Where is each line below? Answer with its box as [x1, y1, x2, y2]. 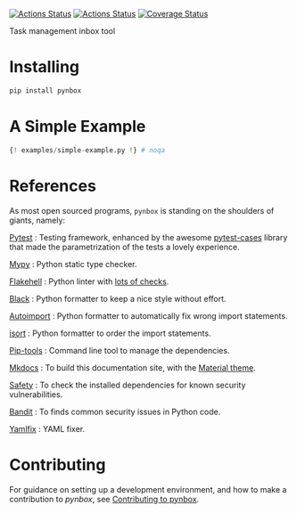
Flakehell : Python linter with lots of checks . [9, 276, 169, 287]
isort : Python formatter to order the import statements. [9, 328, 211, 338]
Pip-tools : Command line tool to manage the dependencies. [9, 345, 230, 355]
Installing [9, 57, 80, 77]
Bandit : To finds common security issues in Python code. [9, 406, 221, 417]
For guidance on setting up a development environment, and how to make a [9, 484, 287, 494]
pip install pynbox [9, 85, 82, 95]
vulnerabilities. [9, 388, 63, 400]
